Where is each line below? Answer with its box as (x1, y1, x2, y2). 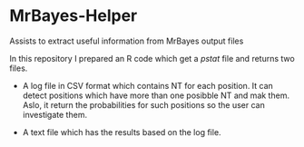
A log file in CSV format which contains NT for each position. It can (22, 80, 274, 91)
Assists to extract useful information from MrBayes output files (9, 35, 244, 46)
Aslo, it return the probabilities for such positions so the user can (22, 99, 265, 110)
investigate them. (22, 109, 88, 120)
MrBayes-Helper (9, 5, 138, 26)
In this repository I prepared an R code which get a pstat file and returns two (9, 53, 295, 64)
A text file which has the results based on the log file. (22, 126, 221, 137)
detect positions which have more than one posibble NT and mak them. (22, 90, 290, 101)
